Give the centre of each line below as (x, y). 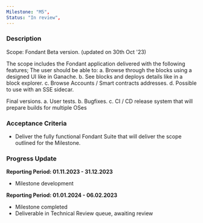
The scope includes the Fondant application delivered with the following (96, 64)
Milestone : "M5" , (28, 12)
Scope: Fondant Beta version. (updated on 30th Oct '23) (76, 52)
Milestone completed (41, 207)
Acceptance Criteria (37, 123)
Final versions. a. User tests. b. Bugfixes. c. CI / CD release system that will (100, 101)
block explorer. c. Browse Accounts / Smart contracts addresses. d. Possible (101, 83)
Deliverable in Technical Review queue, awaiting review (84, 213)
